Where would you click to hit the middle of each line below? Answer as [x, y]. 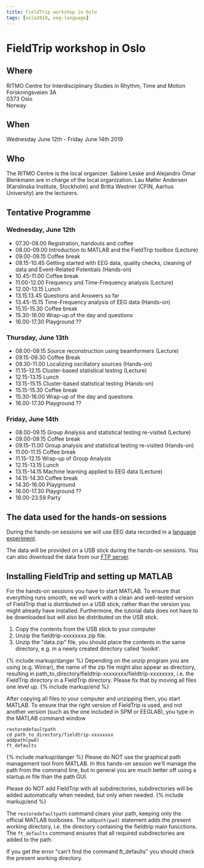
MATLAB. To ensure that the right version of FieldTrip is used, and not [94, 705]
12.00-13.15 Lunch [38, 289]
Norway [16, 105]
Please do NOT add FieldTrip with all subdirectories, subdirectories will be [100, 789]
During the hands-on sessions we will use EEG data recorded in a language [101, 532]
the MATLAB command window [46, 718]
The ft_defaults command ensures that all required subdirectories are [96, 833]
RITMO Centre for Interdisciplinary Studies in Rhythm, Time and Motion [96, 85]
